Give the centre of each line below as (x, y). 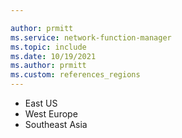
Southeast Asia (56, 124)
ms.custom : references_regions (75, 75)
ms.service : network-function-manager (91, 37)
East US (41, 103)
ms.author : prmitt (48, 66)
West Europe (51, 114)
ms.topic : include (48, 47)
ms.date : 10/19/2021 (53, 56)
